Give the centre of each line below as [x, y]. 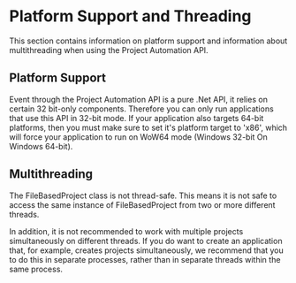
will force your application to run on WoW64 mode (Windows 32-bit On [138, 137]
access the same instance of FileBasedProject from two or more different [142, 204]
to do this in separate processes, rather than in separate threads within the [145, 259]
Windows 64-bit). [41, 146]
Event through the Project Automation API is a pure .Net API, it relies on [138, 99]
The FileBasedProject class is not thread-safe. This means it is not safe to [143, 195]
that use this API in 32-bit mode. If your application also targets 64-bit [137, 118]
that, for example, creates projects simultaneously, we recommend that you [147, 250]
